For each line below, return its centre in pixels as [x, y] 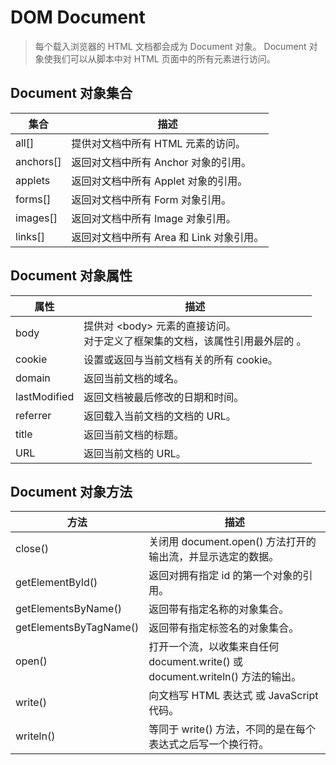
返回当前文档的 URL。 [135, 453]
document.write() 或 [195, 662]
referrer [33, 415]
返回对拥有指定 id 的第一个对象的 [225, 576]
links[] [30, 236]
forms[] [33, 199]
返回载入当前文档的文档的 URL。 [160, 416]
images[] [36, 218]
